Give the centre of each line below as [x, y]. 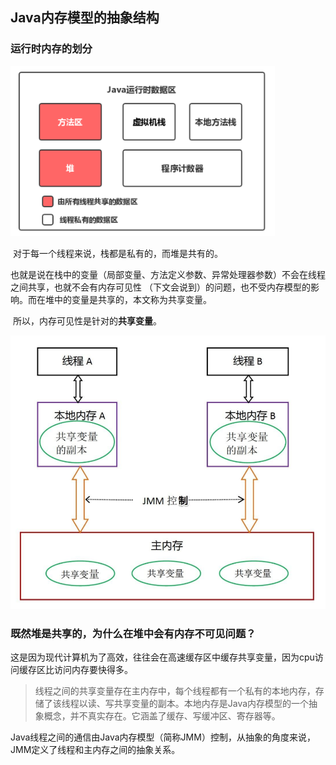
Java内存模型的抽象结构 [85, 18]
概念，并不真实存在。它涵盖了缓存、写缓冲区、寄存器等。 [162, 716]
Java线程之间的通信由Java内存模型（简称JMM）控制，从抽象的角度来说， [163, 737]
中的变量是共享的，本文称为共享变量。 [132, 299]
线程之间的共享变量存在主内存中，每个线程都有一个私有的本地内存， [175, 691]
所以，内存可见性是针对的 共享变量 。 [87, 320]
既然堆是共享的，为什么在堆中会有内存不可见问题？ [133, 633]
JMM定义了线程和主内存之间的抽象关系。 [95, 750]
